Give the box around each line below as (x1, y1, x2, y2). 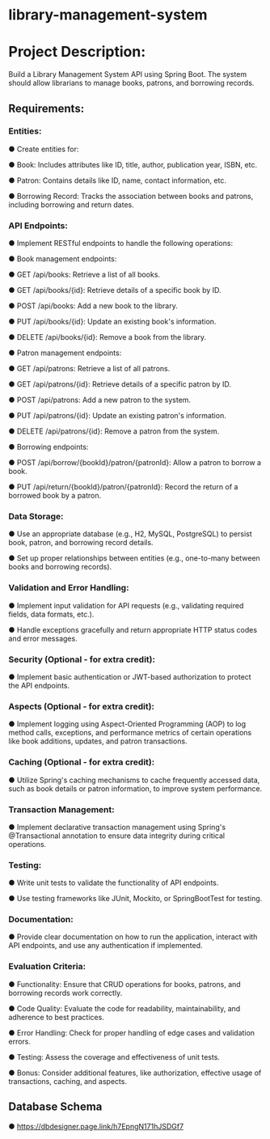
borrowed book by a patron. (8, 491, 102, 501)
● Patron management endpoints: (8, 348, 122, 358)
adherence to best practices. (8, 1012, 105, 1022)
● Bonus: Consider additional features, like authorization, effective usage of (8, 1068, 262, 1078)
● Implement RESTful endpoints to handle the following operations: (8, 239, 233, 248)
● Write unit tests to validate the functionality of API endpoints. (8, 878, 219, 887)
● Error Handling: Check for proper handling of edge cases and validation (8, 1027, 255, 1037)
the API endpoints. (8, 681, 70, 690)
